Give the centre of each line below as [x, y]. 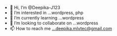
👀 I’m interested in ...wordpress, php [47, 13]
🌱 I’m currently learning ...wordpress [47, 18]
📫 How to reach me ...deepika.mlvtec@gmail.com [61, 28]
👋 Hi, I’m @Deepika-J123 [35, 8]
